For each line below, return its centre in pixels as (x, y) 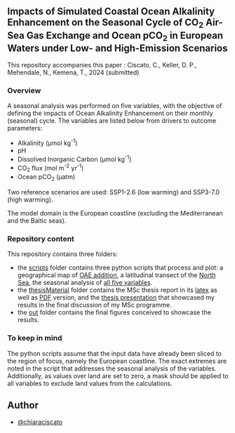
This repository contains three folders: (62, 254)
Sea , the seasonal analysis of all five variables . (85, 283)
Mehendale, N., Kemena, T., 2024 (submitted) (73, 72)
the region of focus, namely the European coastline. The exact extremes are (117, 361)
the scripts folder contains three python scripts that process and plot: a (120, 268)
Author (23, 405)
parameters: (25, 128)
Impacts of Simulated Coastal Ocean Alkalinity (111, 12)
